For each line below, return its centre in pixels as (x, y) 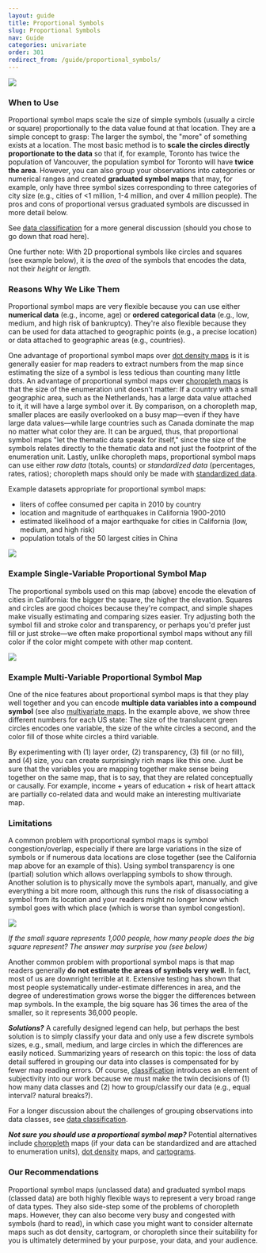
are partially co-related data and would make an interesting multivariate (125, 794)
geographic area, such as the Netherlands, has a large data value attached (130, 398)
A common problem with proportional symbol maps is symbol (108, 840)
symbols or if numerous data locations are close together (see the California (132, 858)
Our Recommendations (53, 1172)
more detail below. (38, 213)
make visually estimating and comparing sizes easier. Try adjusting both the (132, 616)
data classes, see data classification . (68, 1120)
